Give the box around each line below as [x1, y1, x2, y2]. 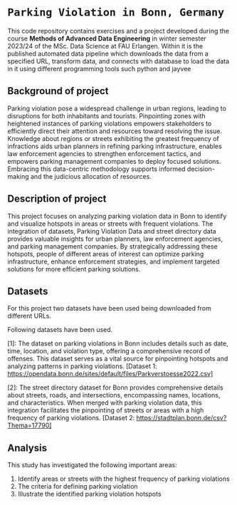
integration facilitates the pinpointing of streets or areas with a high [7, 406, 204, 415]
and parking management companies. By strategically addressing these [7, 241, 218, 251]
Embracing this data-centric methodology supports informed [7, 165, 186, 173]
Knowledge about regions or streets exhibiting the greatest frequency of [7, 134, 219, 142]
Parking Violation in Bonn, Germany [7, 6, 225, 19]
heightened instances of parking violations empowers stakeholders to [7, 119, 212, 127]
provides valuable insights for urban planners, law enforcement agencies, [7, 234, 223, 243]
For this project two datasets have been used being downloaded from [7, 304, 211, 313]
